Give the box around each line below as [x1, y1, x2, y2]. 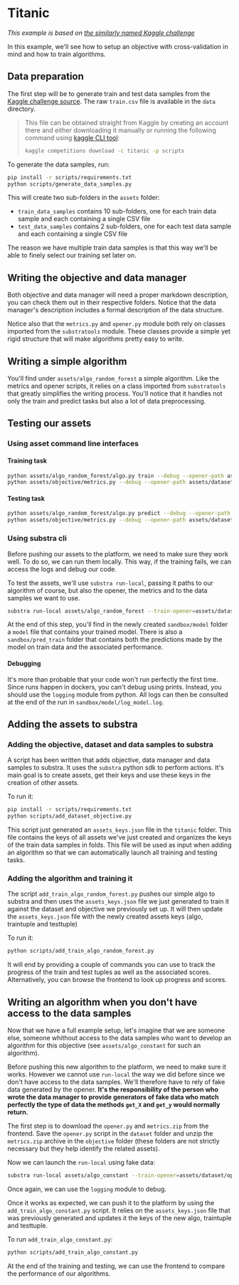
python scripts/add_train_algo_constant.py [7, 1249, 139, 1256]
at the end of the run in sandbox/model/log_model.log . [7, 697, 164, 706]
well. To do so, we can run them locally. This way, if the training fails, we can [7, 557, 232, 566]
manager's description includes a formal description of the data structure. [7, 306, 224, 314]
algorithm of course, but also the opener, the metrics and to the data [7, 586, 208, 595]
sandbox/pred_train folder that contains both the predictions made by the [7, 635, 223, 644]
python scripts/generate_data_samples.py [7, 180, 132, 188]
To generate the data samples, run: [7, 160, 110, 169]
